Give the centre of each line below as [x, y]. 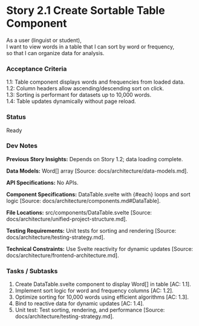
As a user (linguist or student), [44, 40]
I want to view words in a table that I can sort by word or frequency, [90, 47]
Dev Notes [22, 146]
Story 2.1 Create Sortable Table [86, 11]
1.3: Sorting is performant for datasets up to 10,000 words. [79, 95]
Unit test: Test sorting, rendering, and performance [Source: [90, 310]
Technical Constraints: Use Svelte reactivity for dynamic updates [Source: [100, 248]
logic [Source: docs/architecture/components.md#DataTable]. [83, 201]
